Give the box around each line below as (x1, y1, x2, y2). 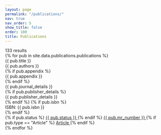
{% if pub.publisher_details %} (5, 88, 67, 95)
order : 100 (5, 30, 27, 34)
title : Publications (5, 34, 47, 39)
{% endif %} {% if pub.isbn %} (5, 99, 67, 105)
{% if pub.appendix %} (5, 68, 51, 74)
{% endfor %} (5, 125, 33, 131)
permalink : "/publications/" (5, 12, 64, 17)
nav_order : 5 (5, 20, 32, 26)
